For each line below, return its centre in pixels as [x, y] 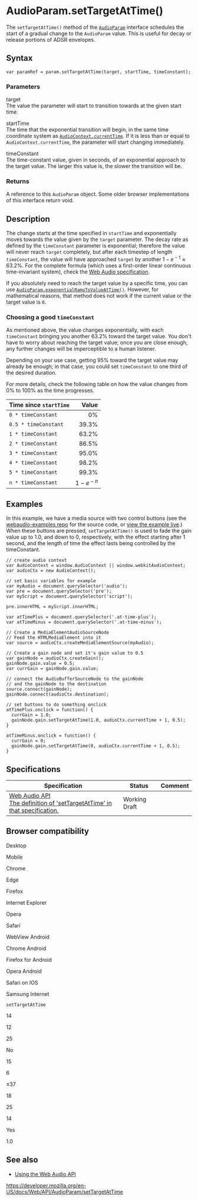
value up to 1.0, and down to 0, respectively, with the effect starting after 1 [96, 537]
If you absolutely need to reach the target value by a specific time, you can [97, 283]
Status [139, 786]
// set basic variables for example [51, 581]
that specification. [34, 810]
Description [28, 219]
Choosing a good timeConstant [50, 317]
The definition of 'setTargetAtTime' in [60, 803]
